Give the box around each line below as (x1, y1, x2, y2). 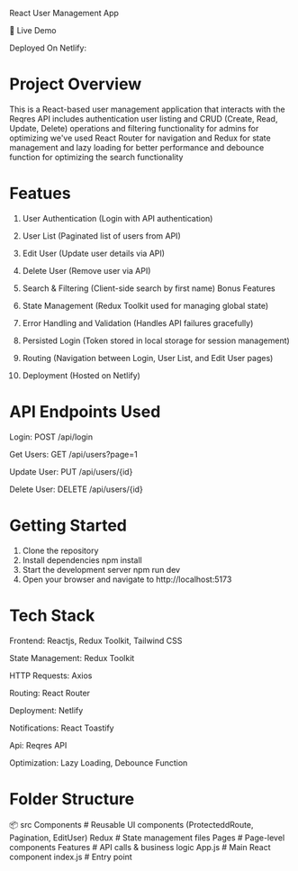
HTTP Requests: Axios (9, 670, 93, 681)
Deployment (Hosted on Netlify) (22, 369, 141, 381)
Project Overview (9, 74, 142, 95)
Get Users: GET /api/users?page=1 (9, 449, 138, 459)
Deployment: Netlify (9, 704, 84, 715)
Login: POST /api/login (9, 431, 94, 442)
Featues (9, 184, 71, 204)
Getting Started (9, 515, 128, 535)
